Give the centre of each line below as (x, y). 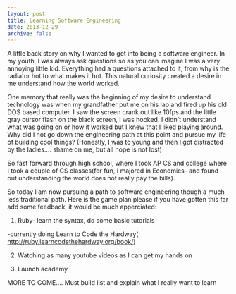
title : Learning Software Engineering (64, 20)
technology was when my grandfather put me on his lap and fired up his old (117, 105)
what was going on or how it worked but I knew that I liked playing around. (115, 127)
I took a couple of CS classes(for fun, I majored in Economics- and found (113, 171)
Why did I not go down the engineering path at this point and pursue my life (117, 135)
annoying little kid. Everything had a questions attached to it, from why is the (118, 68)
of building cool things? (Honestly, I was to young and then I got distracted (116, 142)
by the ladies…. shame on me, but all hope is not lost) (85, 149)
